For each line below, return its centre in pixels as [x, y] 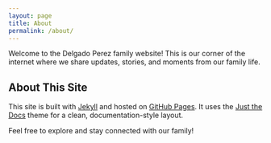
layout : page [30, 16]
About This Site [48, 87]
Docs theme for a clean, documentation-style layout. [96, 115]
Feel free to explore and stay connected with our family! [101, 131]
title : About [30, 23]
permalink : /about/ [41, 31]
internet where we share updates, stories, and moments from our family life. [134, 62]
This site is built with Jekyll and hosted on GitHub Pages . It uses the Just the [135, 107]
